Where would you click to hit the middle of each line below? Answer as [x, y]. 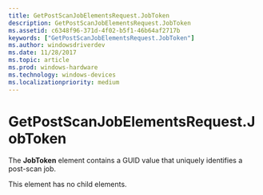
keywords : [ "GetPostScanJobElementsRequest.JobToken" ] [102, 38]
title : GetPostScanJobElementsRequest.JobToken [89, 16]
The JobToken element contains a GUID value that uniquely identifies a [126, 161]
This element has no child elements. [68, 185]
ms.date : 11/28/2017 [43, 53]
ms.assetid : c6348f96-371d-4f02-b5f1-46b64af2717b [94, 30]
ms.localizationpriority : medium [64, 82]
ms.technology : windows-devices [62, 75]
